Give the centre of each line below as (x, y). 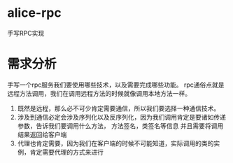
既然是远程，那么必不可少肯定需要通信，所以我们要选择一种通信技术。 (119, 108)
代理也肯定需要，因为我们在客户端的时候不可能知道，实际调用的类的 (115, 143)
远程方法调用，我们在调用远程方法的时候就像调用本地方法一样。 (99, 93)
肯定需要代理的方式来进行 (66, 152)
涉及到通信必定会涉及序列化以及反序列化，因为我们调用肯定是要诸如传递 (121, 117)
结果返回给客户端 (42, 134)
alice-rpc (34, 13)
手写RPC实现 (26, 33)
